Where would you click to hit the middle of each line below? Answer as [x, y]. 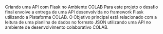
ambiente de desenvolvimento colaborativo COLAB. [57, 27]
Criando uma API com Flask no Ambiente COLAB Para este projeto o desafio [81, 7]
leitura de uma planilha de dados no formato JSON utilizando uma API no [78, 22]
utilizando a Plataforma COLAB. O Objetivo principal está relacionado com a [81, 17]
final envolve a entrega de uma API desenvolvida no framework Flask [74, 12]
